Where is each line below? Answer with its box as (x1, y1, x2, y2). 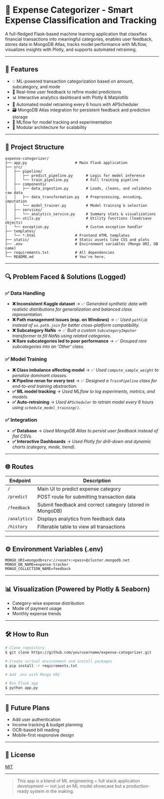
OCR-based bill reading (12, 727, 60, 733)
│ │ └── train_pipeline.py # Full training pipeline (5, 177, 139, 182)
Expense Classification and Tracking (5, 15, 157, 26)
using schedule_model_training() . (12, 404, 81, 410)
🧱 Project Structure (5, 143, 64, 151)
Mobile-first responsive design (12, 732, 74, 738)
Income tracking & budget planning (12, 722, 83, 728)
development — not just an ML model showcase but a (17, 783, 125, 789)
